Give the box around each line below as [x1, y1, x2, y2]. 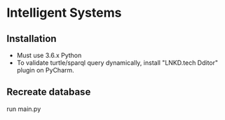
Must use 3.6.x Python [16, 51, 82, 59]
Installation [6, 33, 57, 45]
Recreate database [6, 86, 91, 98]
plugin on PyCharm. [16, 66, 74, 74]
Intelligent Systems [6, 5, 122, 21]
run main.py [6, 105, 41, 113]
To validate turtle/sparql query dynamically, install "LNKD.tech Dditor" [16, 59, 219, 67]
